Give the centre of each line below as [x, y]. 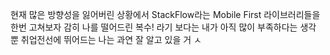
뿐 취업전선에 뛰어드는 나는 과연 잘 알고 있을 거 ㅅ [106, 39]
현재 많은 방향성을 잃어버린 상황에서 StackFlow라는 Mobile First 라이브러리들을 [165, 14]
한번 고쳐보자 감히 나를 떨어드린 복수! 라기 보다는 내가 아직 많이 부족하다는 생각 [163, 27]
